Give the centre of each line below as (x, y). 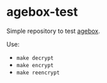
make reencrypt (38, 73)
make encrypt (35, 65)
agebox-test (42, 12)
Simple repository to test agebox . (53, 31)
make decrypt (35, 58)
